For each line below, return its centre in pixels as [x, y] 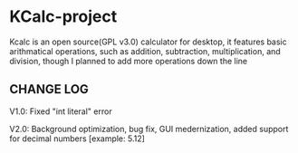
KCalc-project [63, 17]
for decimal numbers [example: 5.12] [77, 139]
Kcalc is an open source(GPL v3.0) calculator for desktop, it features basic [148, 42]
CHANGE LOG [49, 89]
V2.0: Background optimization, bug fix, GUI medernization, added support [149, 129]
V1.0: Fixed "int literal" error [61, 111]
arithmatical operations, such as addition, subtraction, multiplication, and [145, 51]
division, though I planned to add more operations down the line [128, 61]
